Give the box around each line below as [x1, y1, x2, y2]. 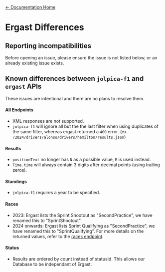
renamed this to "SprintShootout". [12, 217, 82, 224]
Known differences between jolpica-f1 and [5, 74, 144, 83]
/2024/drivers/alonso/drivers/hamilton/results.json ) [12, 134, 126, 140]
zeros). [12, 167, 27, 173]
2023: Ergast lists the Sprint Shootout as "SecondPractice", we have [12, 212, 153, 218]
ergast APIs [5, 82, 42, 91]
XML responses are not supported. [12, 118, 84, 124]
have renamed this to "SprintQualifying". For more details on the [12, 228, 144, 234]
